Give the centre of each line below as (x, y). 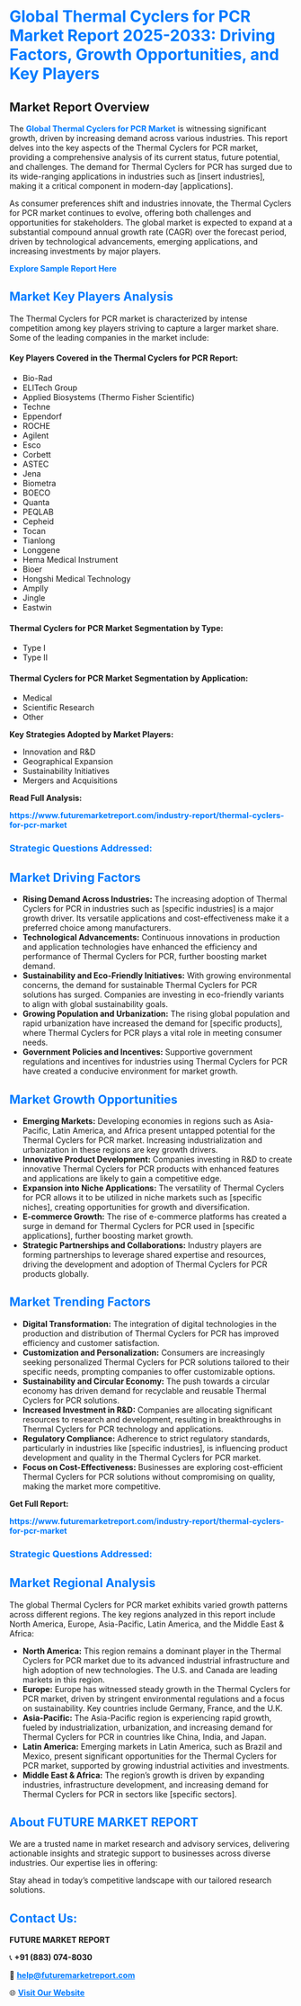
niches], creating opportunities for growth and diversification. (136, 1207)
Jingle (34, 598)
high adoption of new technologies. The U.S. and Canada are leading (150, 1670)
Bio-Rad (37, 379)
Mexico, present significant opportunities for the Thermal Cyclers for (149, 1756)
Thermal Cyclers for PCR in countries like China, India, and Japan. (144, 1736)
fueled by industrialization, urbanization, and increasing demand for (148, 1727)
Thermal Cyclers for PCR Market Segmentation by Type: (116, 628)
